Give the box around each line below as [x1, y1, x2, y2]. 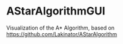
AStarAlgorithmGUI [6, 4, 105, 18]
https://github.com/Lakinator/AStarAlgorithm [6, 30, 118, 37]
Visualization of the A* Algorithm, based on [6, 24, 115, 31]
